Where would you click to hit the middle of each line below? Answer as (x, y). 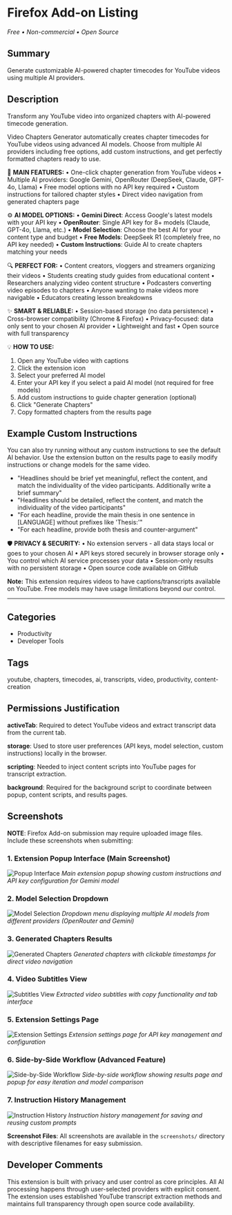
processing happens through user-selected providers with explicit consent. (114, 1189)
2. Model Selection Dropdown (58, 898)
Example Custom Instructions (72, 433)
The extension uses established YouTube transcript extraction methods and (115, 1196)
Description (33, 99)
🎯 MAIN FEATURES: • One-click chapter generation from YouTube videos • (115, 172)
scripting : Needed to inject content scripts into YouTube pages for (101, 766)
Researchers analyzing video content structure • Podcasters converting (109, 283)
